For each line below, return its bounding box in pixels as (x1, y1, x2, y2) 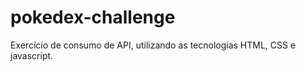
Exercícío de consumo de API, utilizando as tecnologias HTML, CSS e (10, 39, 297, 51)
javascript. (10, 49, 54, 61)
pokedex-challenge (10, 6, 176, 29)
